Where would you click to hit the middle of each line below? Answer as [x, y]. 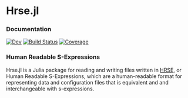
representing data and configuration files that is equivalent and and [88, 82]
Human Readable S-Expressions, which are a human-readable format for [94, 76]
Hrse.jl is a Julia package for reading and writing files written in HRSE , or [94, 70]
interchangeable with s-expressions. [50, 89]
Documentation [29, 29]
